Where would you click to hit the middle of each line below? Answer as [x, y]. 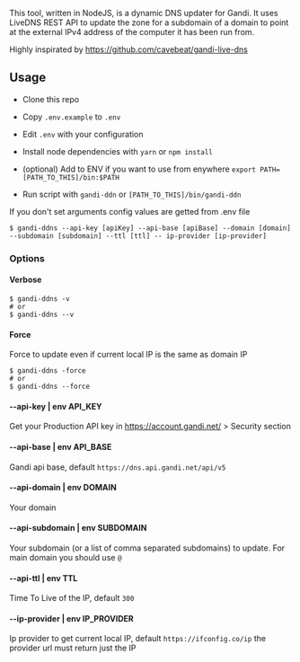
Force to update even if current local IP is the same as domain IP [128, 355]
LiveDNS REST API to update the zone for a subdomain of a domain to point [149, 22]
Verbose [26, 280]
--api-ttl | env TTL [44, 578]
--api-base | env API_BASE [61, 446]
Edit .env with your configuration [83, 134]
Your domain [33, 508]
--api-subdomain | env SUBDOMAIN [78, 528]
